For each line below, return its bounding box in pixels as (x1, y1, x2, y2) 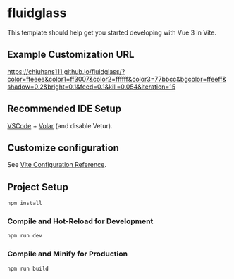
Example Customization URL (7, 49, 135, 61)
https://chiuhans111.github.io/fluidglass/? (7, 67, 125, 75)
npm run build (7, 265, 49, 272)
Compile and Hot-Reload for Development (7, 216, 154, 226)
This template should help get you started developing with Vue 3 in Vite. (7, 28, 217, 37)
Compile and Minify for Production (7, 249, 128, 259)
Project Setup (7, 181, 69, 193)
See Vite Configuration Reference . (7, 161, 107, 169)
